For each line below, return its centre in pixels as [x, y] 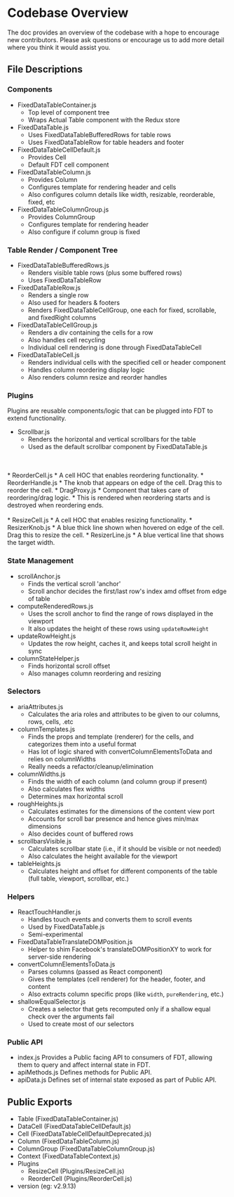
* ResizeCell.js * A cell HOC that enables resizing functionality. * [100, 520]
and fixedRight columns [62, 317]
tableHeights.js [39, 863]
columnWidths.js [41, 774]
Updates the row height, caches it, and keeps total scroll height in [122, 643]
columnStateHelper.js [48, 658]
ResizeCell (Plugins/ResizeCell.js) [76, 1171]
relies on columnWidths [62, 759]
